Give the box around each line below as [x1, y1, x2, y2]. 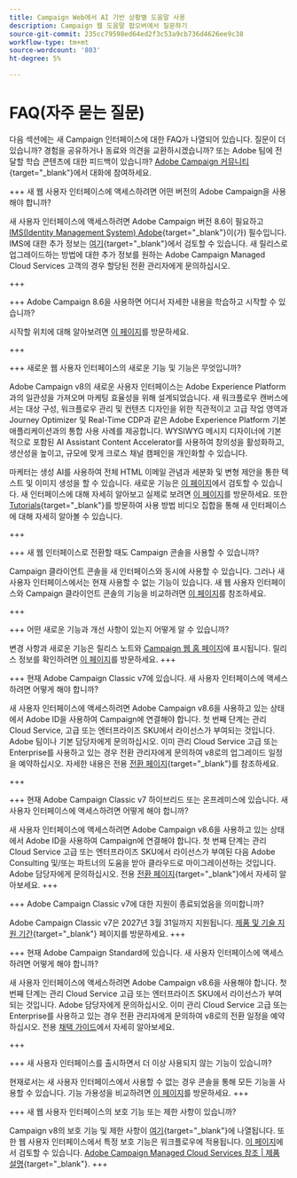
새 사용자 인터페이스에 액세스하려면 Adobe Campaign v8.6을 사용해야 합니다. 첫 [9, 977, 287, 987]
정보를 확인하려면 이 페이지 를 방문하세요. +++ [18, 654, 176, 664]
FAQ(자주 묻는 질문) [9, 103, 145, 123]
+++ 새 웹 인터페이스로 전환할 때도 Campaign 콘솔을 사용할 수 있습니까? [9, 546, 260, 557]
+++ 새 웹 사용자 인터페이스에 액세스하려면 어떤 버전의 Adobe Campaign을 [9, 185, 270, 196]
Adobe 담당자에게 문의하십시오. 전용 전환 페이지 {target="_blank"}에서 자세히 [9, 868, 277, 879]
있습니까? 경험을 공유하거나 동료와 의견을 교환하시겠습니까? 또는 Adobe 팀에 [9, 145, 273, 155]
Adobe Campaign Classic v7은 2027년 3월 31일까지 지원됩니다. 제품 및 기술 [9, 917, 277, 928]
